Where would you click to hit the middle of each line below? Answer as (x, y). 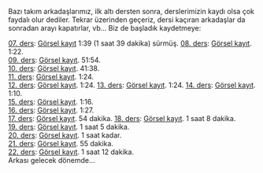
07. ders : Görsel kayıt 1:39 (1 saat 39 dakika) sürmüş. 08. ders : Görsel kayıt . (130, 43)
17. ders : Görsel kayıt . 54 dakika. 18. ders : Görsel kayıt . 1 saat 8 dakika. (122, 118)
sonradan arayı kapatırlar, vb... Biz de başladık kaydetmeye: (105, 28)
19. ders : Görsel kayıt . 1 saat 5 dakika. (69, 127)
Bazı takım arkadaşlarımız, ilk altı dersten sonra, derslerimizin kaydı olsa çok (131, 11)
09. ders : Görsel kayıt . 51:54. (54, 60)
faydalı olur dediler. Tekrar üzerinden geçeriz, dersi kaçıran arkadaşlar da (127, 20)
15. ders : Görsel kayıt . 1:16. (51, 102)
